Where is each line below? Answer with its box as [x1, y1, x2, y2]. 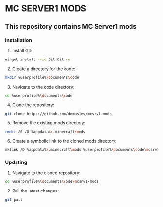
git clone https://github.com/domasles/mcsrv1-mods [5, 111, 112, 116]
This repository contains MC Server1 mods [5, 22, 137, 30]
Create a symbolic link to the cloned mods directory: [12, 138, 117, 144]
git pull [5, 197, 23, 202]
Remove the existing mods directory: [12, 120, 86, 126]
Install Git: [12, 47, 33, 53]
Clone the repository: [12, 102, 55, 108]
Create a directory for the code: [12, 66, 76, 72]
